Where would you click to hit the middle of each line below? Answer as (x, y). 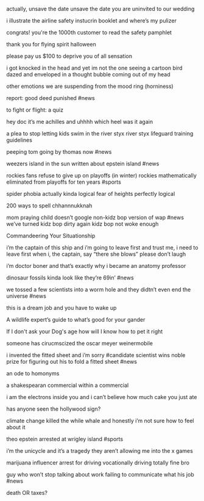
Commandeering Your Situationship (51, 236)
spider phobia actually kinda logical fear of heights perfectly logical (91, 194)
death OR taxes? (27, 493)
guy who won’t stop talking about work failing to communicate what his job (100, 474)
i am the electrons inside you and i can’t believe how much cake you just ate (102, 397)
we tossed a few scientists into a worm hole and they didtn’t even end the (99, 290)
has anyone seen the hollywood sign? (54, 409)
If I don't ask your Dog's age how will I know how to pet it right (85, 331)
